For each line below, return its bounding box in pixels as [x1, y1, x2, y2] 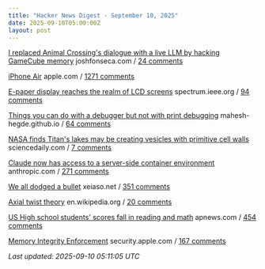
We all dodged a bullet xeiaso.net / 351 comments [8, 182, 170, 191]
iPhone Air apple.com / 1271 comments [8, 72, 134, 81]
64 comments [66, 119, 112, 129]
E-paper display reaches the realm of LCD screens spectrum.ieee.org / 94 [8, 87, 250, 97]
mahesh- [220, 111, 250, 120]
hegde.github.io [8, 119, 60, 129]
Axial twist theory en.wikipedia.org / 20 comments [8, 197, 172, 206]
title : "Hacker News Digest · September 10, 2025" [8, 11, 179, 20]
